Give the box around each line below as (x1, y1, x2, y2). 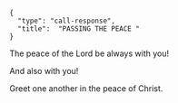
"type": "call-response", (17, 16, 116, 25)
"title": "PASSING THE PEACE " (17, 24, 141, 33)
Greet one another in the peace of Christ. (9, 83, 163, 94)
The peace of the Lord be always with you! (9, 48, 170, 59)
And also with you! (9, 66, 79, 76)
